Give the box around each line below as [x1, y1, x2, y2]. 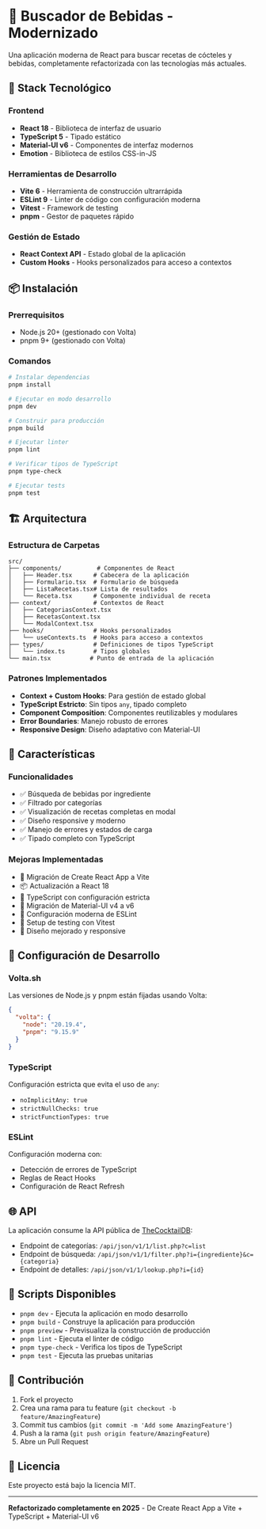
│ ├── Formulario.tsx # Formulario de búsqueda [8, 578, 179, 587]
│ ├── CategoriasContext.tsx [8, 606, 112, 614]
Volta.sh [8, 972, 42, 983]
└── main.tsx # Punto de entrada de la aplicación [8, 655, 215, 663]
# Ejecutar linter [8, 439, 69, 447]
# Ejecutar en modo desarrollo [8, 395, 112, 403]
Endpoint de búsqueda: [19, 1249, 97, 1259]
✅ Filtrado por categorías [19, 798, 103, 808]
